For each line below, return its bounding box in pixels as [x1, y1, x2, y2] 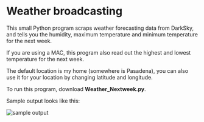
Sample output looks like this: [6, 97, 80, 104]
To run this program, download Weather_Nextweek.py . [6, 85, 146, 92]
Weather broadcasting [6, 4, 123, 18]
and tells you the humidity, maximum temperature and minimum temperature [6, 30, 198, 38]
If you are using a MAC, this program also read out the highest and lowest [6, 49, 191, 56]
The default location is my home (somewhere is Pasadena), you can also [6, 67, 189, 74]
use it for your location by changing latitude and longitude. [6, 73, 153, 81]
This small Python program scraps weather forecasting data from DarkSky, [6, 24, 194, 32]
